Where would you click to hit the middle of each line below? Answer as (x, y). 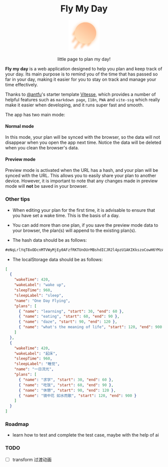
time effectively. (22, 84)
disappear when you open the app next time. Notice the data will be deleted (83, 142)
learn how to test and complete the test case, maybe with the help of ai (85, 435)
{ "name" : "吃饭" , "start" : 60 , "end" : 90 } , (66, 385)
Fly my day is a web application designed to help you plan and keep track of (84, 68)
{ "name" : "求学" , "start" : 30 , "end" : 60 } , (66, 380)
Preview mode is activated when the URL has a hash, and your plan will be (82, 170)
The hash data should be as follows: (49, 240)
